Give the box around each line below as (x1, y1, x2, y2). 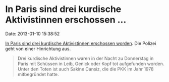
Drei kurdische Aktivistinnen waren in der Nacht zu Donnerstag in (17, 55, 154, 61)
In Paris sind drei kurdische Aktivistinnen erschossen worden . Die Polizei (5, 40, 156, 46)
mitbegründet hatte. (17, 71, 59, 77)
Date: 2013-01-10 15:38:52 (5, 30, 60, 36)
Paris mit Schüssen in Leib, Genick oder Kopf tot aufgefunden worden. (17, 60, 164, 66)
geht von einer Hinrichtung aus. (5, 45, 71, 51)
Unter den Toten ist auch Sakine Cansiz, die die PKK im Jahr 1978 (17, 66, 154, 72)
